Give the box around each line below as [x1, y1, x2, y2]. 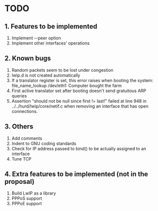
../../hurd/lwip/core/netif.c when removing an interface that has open [11, 103, 149, 109]
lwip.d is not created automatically [11, 72, 80, 78]
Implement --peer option [11, 35, 61, 41]
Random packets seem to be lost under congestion [11, 67, 113, 73]
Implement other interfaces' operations [11, 40, 90, 46]
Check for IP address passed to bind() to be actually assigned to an [11, 146, 146, 151]
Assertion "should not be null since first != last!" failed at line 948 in [11, 98, 146, 104]
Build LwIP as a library [11, 190, 56, 196]
